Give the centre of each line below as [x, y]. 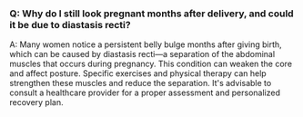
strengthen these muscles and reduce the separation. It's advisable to [141, 83]
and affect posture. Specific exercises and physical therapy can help [138, 73]
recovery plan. [36, 102]
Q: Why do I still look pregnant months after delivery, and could [151, 14]
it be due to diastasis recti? [70, 24]
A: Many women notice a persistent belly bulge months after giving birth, [146, 44]
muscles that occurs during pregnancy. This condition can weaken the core [151, 64]
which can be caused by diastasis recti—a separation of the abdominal [142, 54]
